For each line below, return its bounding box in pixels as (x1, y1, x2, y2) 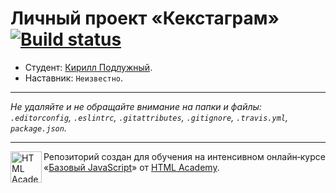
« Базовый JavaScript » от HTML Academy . (43, 161, 220, 173)
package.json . (10, 122, 67, 134)
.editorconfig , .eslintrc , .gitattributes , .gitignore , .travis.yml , (10, 111, 288, 123)
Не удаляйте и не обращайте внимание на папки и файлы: (10, 100, 262, 112)
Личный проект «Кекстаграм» (10, 7, 280, 30)
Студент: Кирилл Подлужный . (24, 61, 153, 73)
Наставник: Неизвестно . (24, 72, 124, 84)
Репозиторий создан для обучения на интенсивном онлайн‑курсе (43, 150, 326, 162)
